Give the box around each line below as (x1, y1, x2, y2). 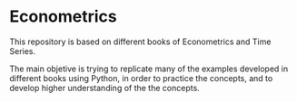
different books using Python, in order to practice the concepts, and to (9, 72, 273, 83)
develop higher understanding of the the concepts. (9, 82, 200, 93)
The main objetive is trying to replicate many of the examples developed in (9, 63, 289, 74)
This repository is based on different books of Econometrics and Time (9, 36, 272, 47)
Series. (9, 45, 36, 56)
